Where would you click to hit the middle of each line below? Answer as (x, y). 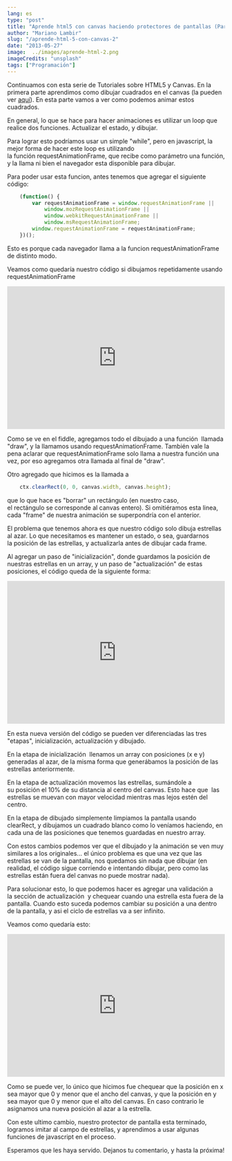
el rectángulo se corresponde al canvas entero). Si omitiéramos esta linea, (113, 507)
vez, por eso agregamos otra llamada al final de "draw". (86, 460)
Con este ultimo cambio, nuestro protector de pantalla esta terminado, (107, 1122)
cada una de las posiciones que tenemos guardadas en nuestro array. (106, 832)
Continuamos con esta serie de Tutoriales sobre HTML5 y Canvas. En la (109, 84)
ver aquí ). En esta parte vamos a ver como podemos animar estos (101, 99)
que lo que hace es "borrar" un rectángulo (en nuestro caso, (93, 500)
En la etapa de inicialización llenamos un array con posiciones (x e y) (106, 754)
